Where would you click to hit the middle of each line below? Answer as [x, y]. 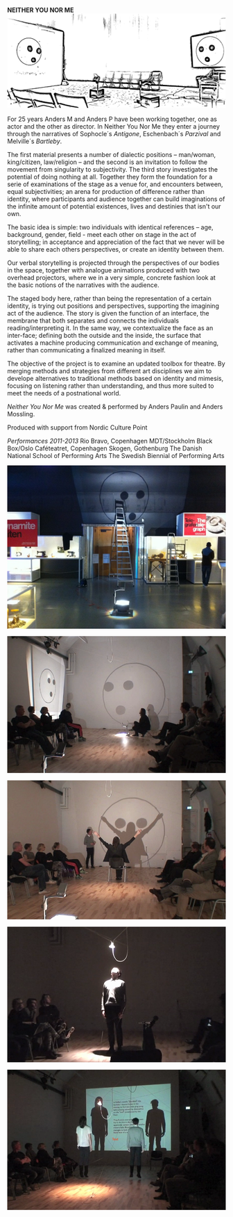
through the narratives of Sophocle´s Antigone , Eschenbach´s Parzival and [114, 134]
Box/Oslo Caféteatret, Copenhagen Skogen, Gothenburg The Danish [105, 448]
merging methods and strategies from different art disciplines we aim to [110, 371]
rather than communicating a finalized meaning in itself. [87, 350]
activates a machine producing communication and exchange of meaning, [113, 343]
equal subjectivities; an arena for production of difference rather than [106, 192]
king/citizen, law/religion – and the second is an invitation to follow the [107, 162]
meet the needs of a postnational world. [64, 393]
